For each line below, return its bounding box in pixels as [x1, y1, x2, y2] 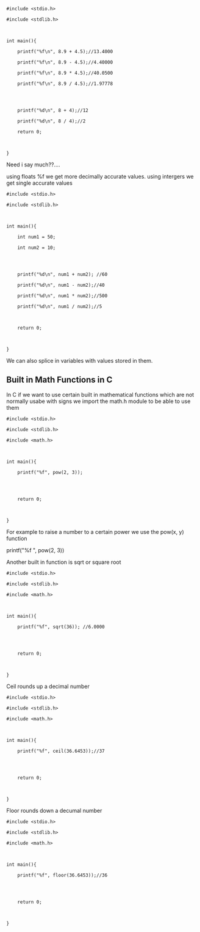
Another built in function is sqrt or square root [6, 558, 121, 566]
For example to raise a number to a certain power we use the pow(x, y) [6, 528, 184, 535]
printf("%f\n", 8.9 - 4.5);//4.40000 [17, 59, 113, 65]
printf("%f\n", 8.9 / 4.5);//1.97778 [17, 81, 113, 87]
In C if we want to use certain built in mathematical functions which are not [6, 391, 195, 398]
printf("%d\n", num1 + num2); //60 [17, 272, 108, 278]
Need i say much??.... [6, 161, 60, 168]
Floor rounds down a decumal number [6, 807, 102, 814]
